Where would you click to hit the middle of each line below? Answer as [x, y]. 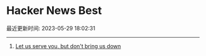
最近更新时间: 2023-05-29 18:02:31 [51, 28]
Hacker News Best [54, 11]
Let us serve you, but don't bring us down [68, 46]
